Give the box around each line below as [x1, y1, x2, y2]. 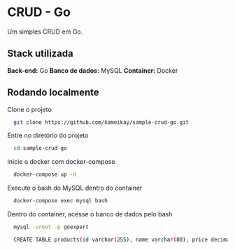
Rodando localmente [7, 87, 99, 99]
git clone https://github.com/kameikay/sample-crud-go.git [13, 118, 190, 126]
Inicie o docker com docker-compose [7, 158, 115, 166]
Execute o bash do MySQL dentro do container [7, 183, 143, 193]
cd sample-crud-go [13, 145, 68, 152]
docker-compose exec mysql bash [13, 197, 108, 204]
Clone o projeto [7, 105, 52, 113]
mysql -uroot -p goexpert [13, 223, 90, 231]
